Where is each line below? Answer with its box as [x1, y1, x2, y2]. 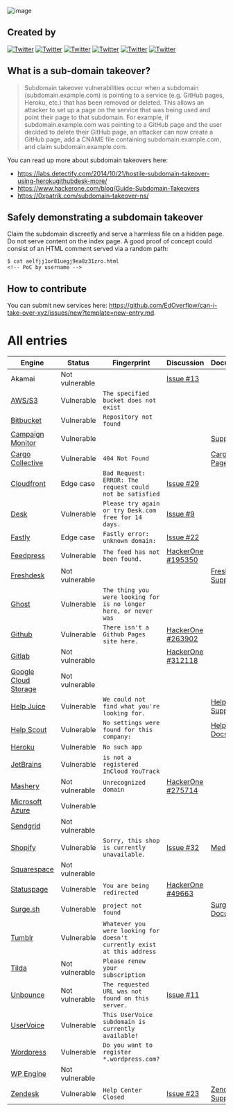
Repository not [103, 413, 153, 421]
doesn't [103, 934, 128, 942]
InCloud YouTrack [103, 767, 160, 776]
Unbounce [10, 990, 45, 1000]
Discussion [166, 358, 205, 367]
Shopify [10, 843, 36, 853]
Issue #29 [166, 479, 200, 489]
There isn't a [103, 624, 150, 632]
